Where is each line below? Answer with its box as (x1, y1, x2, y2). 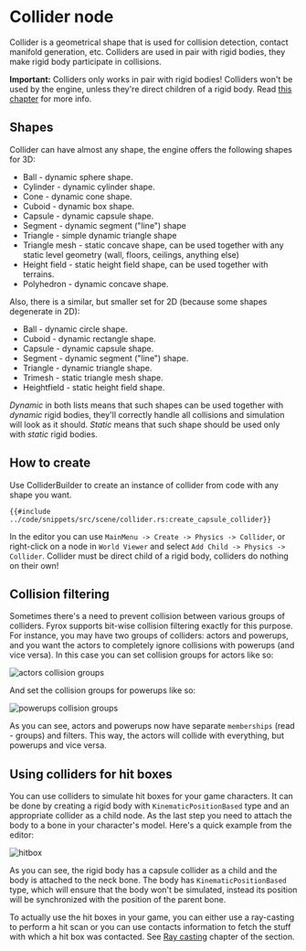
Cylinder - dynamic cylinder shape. (22, 181, 155, 192)
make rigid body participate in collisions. (9, 56, 162, 67)
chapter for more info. (9, 93, 92, 104)
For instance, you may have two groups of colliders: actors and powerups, (9, 630, 290, 641)
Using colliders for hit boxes (9, 766, 173, 782)
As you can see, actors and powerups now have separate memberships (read (9, 721, 295, 732)
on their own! (9, 560, 59, 571)
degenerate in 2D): (9, 305, 80, 316)
